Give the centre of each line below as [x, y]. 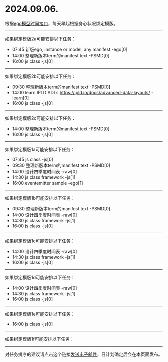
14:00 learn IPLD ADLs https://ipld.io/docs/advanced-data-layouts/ [81, 92]
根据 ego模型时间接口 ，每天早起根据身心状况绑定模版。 [62, 23]
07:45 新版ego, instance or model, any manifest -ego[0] [70, 49]
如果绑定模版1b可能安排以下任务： [40, 198]
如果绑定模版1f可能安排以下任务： [40, 339]
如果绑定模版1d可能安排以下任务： [40, 277]
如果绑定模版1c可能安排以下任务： [40, 241]
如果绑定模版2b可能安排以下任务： [41, 76]
